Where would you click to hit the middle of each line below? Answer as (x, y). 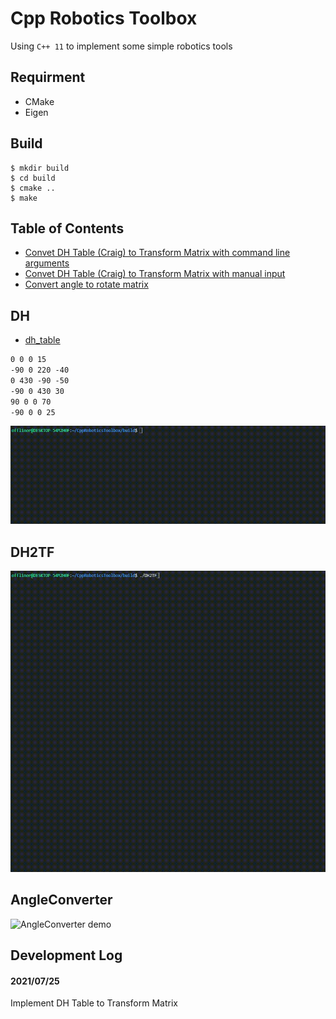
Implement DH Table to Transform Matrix (94, 1003)
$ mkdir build (40, 168)
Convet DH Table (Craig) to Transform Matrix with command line (157, 253)
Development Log (66, 955)
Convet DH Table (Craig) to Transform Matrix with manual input (155, 274)
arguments (47, 263)
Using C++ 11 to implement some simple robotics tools (121, 46)
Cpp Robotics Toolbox (104, 18)
